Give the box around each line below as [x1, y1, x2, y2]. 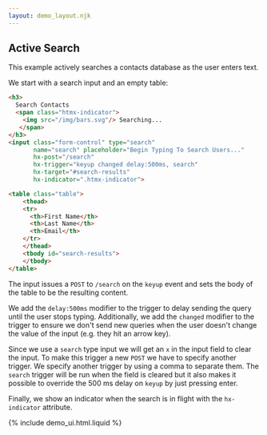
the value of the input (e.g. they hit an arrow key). [8, 328, 171, 338]
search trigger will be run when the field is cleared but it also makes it [8, 369, 237, 379]
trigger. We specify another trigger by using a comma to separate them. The [8, 361, 260, 371]
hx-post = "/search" [33, 153, 94, 161]
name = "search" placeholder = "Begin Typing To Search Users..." [33, 146, 245, 154]
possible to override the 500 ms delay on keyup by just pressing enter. [8, 378, 238, 388]
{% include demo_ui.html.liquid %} [8, 417, 122, 427]
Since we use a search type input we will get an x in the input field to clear [8, 344, 252, 353]
